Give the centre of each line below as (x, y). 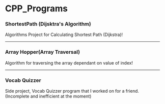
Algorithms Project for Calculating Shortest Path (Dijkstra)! (64, 35)
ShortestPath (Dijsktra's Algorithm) (48, 24)
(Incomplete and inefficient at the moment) (48, 96)
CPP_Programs (36, 9)
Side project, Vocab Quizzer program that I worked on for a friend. (72, 91)
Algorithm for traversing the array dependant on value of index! (69, 63)
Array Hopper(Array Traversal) (42, 52)
